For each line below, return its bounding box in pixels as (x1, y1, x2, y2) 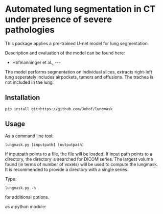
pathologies (5, 24, 55, 35)
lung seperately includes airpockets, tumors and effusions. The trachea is (5, 74, 154, 80)
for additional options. (5, 194, 49, 200)
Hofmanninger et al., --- (12, 59, 61, 65)
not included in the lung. (5, 79, 54, 85)
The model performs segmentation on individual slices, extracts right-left (5, 69, 153, 74)
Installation (5, 94, 40, 102)
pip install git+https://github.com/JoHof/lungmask (5, 106, 113, 111)
